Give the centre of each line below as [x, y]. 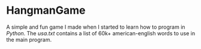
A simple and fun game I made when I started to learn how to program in [96, 27]
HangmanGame [46, 10]
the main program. [29, 39]
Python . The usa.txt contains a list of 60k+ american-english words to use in [101, 33]
